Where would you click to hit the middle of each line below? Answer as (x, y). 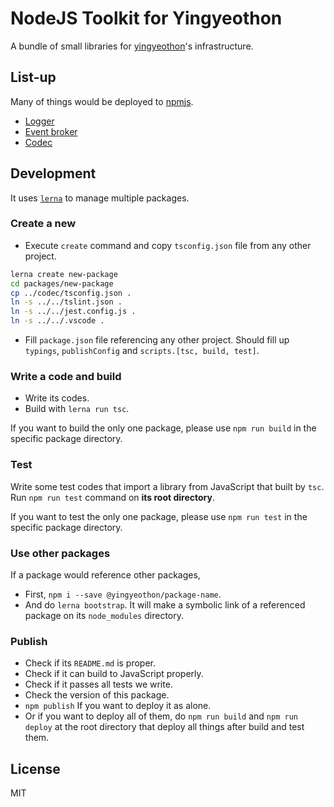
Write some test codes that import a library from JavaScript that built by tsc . (167, 486)
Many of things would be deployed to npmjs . (102, 101)
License (35, 768)
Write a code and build (66, 377)
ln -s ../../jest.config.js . (73, 312)
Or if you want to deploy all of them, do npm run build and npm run (161, 716)
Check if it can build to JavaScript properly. (114, 674)
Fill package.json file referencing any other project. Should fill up (157, 340)
